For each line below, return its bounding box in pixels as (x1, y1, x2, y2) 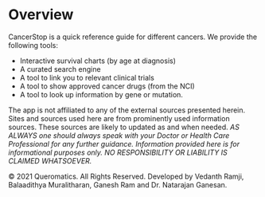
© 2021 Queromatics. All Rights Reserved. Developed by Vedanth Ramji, (8, 171, 244, 181)
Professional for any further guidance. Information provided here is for (8, 139, 240, 148)
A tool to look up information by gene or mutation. (19, 89, 183, 99)
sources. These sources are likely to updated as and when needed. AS (8, 122, 240, 132)
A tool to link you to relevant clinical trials (19, 73, 155, 82)
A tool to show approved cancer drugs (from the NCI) (19, 81, 195, 91)
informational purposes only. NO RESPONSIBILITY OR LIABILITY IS (8, 148, 228, 157)
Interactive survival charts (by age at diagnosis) (19, 56, 177, 65)
